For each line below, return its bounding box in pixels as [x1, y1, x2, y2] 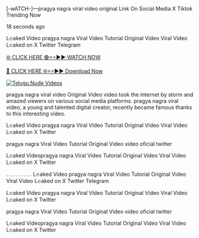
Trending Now [6, 11, 41, 19]
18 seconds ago [6, 23, 45, 30]
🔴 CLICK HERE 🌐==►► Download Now [6, 68, 103, 74]
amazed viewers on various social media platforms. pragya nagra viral [6, 97, 179, 104]
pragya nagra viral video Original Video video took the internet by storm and [6, 91, 194, 98]
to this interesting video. [6, 110, 66, 117]
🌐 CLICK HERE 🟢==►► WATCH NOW [6, 54, 101, 60]
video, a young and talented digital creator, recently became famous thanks [6, 104, 192, 111]
